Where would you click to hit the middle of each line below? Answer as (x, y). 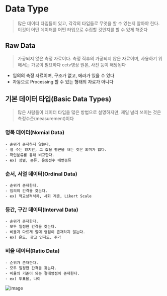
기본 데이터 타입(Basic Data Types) (58, 99)
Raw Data (21, 46)
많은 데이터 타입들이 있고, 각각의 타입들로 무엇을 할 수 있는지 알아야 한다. (89, 23)
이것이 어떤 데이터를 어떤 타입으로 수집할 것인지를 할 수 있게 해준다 (82, 29)
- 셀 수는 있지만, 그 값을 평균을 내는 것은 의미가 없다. (56, 150)
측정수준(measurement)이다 (46, 118)
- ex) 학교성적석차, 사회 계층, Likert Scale (49, 196)
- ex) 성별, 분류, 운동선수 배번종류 (38, 160)
